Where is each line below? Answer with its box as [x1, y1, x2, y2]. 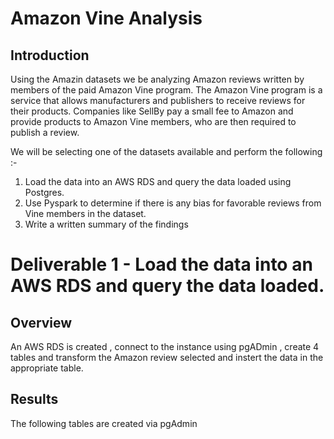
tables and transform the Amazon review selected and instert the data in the [10, 352, 324, 363]
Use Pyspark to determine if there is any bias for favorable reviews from [24, 197, 322, 209]
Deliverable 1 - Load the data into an [10, 253, 313, 276]
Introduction [10, 47, 90, 64]
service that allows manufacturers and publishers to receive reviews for [10, 95, 306, 106]
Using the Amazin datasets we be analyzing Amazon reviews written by [10, 73, 305, 85]
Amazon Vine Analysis [10, 7, 203, 30]
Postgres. [24, 187, 65, 198]
